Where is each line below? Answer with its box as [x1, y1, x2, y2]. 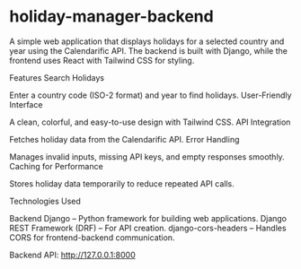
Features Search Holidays [9, 72, 105, 82]
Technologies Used [9, 195, 81, 206]
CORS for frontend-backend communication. [9, 231, 175, 243]
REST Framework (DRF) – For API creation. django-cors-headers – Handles [9, 222, 287, 233]
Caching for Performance [9, 161, 103, 171]
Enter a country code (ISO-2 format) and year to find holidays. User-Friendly [9, 90, 292, 100]
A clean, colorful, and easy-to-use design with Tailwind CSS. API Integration [9, 117, 291, 127]
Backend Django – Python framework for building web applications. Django [9, 213, 288, 223]
